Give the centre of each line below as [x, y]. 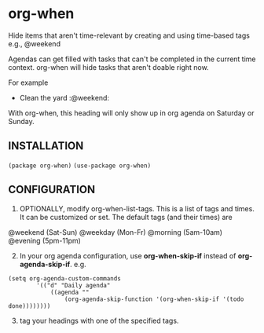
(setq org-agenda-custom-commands [65, 278]
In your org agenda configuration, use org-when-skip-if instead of [128, 255]
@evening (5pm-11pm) [44, 240]
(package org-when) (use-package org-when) [80, 166]
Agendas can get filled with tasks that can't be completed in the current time [132, 59]
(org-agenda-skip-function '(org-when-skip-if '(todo [154, 299]
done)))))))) [29, 306]
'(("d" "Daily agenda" [73, 285]
